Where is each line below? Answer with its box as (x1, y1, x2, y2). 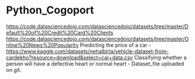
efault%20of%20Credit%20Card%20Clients (6, 29, 114, 36)
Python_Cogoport (6, 4, 94, 17)
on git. (6, 66, 22, 73)
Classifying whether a (134, 54, 187, 61)
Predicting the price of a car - (80, 42, 152, 49)
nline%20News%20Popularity (6, 42, 79, 49)
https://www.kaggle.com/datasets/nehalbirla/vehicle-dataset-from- (6, 47, 169, 54)
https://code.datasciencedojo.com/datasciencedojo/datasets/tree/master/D (6, 23, 189, 30)
